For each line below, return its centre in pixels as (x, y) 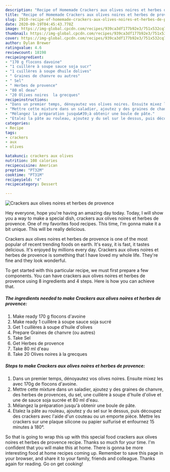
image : (12, 29)
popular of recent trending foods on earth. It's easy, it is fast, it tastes (77, 245)
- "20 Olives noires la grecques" (43, 95)
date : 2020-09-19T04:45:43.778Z (39, 24)
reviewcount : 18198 (26, 52)
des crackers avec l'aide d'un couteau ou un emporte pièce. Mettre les (86, 416)
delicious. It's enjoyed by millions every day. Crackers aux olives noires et (82, 250)
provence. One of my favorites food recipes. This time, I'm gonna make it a (83, 224)
